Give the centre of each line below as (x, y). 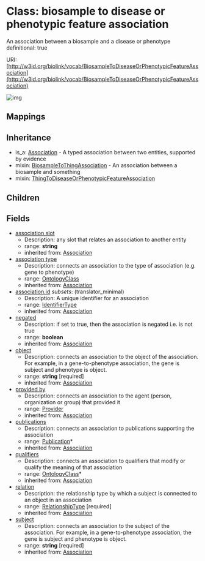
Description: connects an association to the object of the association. (111, 357)
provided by (30, 390)
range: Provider (44, 409)
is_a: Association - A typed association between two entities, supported (105, 152)
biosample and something (48, 172)
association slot (35, 233)
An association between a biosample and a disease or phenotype (88, 41)
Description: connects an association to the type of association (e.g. (110, 266)
